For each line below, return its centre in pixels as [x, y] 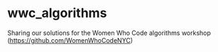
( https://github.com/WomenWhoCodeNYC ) [70, 40]
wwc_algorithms [57, 13]
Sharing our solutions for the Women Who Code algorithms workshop [109, 33]
